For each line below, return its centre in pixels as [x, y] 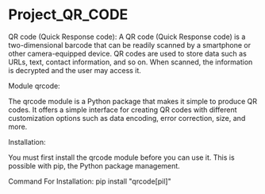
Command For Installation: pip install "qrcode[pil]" [90, 181]
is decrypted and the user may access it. [75, 70]
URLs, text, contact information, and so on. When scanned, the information [131, 62]
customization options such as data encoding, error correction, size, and [127, 118]
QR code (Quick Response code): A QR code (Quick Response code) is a [127, 37]
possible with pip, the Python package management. [94, 165]
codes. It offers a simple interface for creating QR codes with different [123, 110]
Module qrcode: [35, 86]
